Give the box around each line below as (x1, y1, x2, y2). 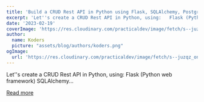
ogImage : (6, 49, 29, 55)
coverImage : (6, 25, 36, 32)
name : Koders (12, 37, 45, 43)
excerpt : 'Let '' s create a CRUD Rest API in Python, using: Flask (6, 15, 183, 21)
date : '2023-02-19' (6, 20, 56, 26)
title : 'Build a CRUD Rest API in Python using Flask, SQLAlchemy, (6, 8, 181, 15)
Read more (6, 89, 34, 96)
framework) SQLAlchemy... (6, 77, 74, 84)
